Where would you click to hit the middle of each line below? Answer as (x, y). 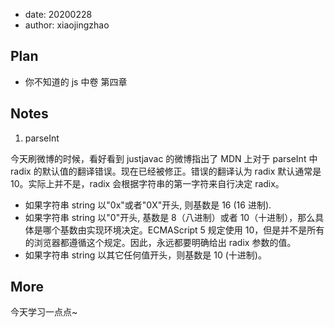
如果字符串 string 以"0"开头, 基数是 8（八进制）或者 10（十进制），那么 (170, 217)
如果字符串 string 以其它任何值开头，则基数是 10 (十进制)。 (145, 255)
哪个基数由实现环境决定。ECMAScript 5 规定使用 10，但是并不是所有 (183, 230)
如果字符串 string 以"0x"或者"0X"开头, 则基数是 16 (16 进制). (148, 205)
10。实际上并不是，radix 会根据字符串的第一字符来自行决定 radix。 (147, 183)
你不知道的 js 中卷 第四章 (76, 81)
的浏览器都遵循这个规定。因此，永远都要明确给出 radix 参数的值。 (160, 242)
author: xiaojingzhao (67, 25)
